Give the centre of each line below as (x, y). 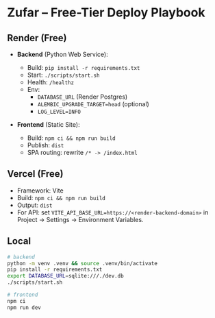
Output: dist (35, 205)
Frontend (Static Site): (48, 124)
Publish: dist (46, 145)
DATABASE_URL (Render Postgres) (83, 97)
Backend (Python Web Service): (62, 54)
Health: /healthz (50, 82)
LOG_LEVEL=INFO (59, 112)
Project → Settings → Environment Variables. (80, 219)
